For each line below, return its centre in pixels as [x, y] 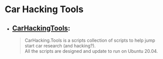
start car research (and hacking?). [60, 46]
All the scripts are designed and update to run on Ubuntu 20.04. [91, 51]
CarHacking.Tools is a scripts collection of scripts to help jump [90, 40]
